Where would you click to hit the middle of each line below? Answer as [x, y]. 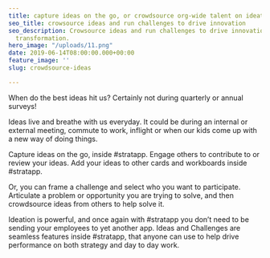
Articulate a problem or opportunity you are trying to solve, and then [121, 195]
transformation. [43, 38]
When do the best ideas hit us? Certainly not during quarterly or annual [126, 98]
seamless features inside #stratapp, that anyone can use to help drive [124, 236]
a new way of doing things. [53, 139]
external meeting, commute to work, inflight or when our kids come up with [133, 130]
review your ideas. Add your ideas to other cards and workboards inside [128, 163]
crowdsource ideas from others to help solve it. [86, 204]
